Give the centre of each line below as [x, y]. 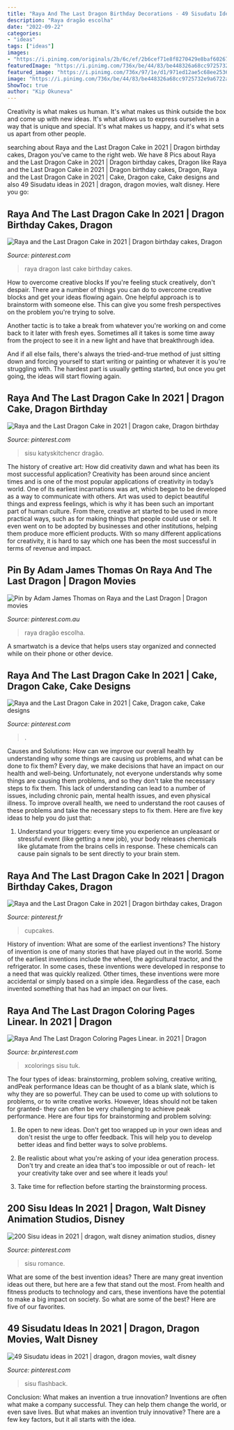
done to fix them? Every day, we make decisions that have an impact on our [116, 766]
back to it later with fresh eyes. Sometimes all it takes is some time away [111, 333]
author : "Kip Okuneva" [40, 92]
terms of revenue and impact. [50, 548]
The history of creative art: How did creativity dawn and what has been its [114, 466]
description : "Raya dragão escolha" [60, 20]
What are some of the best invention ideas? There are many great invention [115, 1277]
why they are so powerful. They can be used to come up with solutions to [112, 1094]
